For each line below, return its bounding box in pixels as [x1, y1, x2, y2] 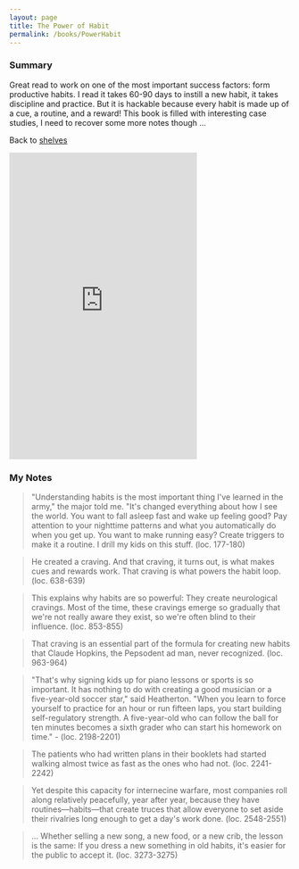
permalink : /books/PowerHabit [9, 29, 122, 38]
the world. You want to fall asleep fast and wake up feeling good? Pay [30, 510, 287, 521]
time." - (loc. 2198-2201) [30, 731, 121, 741]
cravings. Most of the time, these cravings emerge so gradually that [30, 601, 281, 612]
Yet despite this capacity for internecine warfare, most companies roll [30, 784, 288, 795]
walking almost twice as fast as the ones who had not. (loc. [30, 757, 250, 768]
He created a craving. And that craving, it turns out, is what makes [30, 556, 275, 567]
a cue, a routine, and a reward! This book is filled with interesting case [9, 108, 267, 119]
